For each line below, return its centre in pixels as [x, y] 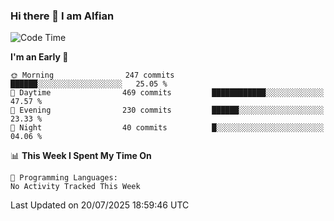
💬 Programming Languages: [64, 178]
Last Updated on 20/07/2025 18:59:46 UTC [100, 205]
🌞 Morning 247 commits [92, 75]
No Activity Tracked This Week [75, 187]
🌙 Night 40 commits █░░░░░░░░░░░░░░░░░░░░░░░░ [167, 128]
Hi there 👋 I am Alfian [62, 16]
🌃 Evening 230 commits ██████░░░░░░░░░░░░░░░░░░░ [167, 110]
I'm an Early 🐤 [39, 57]
